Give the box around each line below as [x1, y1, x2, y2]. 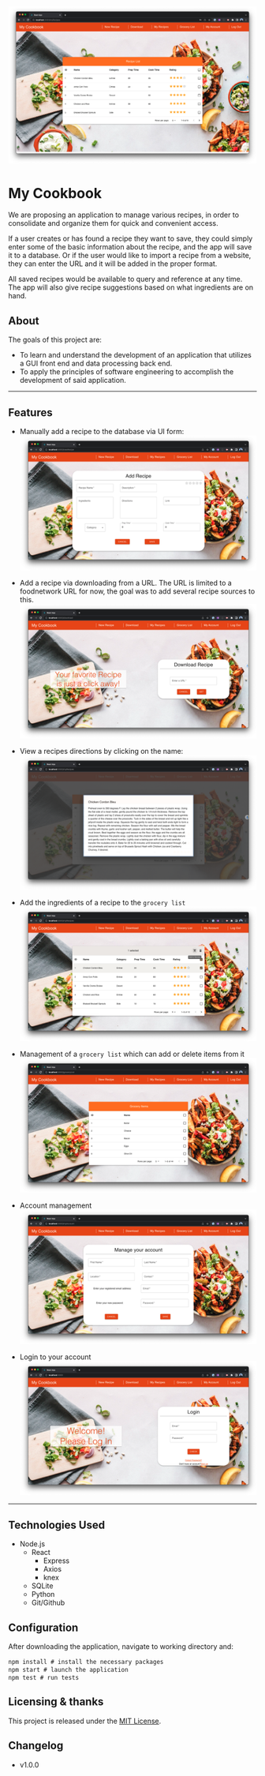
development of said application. [19, 376, 126, 385]
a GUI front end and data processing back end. [19, 358, 173, 369]
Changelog [8, 1739, 64, 1752]
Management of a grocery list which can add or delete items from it [19, 1049, 244, 1058]
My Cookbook [8, 184, 103, 202]
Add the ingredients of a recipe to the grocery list [19, 897, 186, 907]
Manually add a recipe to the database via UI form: [19, 426, 185, 436]
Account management [19, 1201, 92, 1210]
